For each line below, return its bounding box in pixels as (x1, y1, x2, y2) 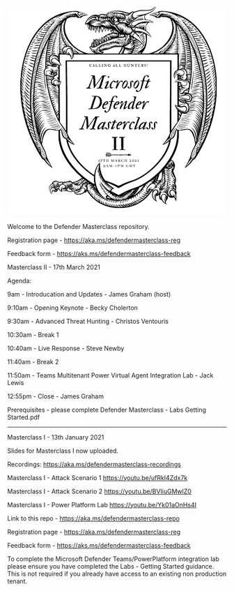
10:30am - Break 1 (7, 330, 59, 338)
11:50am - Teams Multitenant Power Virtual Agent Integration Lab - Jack (7, 371, 214, 380)
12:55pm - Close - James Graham (7, 391, 104, 401)
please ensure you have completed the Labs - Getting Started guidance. (7, 562, 214, 570)
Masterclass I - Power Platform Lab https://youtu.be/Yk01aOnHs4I (7, 500, 197, 509)
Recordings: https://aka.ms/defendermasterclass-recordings (7, 460, 181, 468)
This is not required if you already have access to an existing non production (7, 569, 227, 578)
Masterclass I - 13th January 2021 (7, 433, 104, 441)
